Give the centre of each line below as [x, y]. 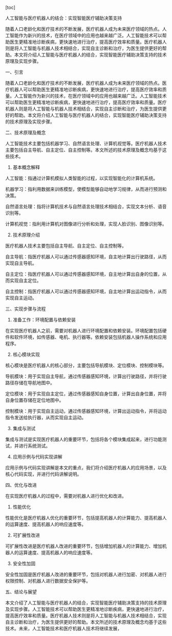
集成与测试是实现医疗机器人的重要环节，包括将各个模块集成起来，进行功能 [84, 439]
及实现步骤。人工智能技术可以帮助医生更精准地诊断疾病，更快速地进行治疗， [86, 609]
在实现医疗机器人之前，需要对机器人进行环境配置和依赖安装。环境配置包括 [84, 331]
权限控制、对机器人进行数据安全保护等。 [48, 581]
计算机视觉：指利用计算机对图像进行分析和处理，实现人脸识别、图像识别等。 [86, 224]
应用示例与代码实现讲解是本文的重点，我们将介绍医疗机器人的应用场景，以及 [86, 467]
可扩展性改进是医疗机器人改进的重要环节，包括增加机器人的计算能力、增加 [84, 546]
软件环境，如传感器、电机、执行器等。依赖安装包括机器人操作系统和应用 [90, 337]
